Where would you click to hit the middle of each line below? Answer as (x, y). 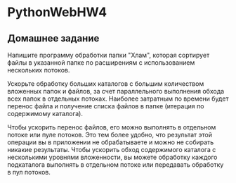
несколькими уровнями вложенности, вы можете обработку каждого (112, 157)
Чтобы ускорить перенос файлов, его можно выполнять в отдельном (112, 127)
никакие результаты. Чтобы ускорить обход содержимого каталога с (112, 150)
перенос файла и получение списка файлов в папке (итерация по (106, 106)
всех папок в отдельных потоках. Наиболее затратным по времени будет (118, 99)
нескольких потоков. (39, 70)
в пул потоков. (29, 172)
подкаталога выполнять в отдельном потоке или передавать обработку (116, 165)
